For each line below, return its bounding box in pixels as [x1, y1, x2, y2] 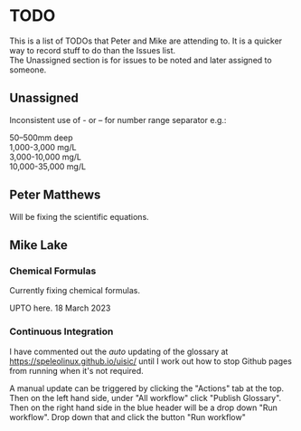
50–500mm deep [9, 132, 74, 143]
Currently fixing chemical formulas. [9, 285, 140, 296]
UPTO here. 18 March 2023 [9, 302, 111, 313]
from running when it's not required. [9, 365, 145, 376]
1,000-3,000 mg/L [9, 141, 77, 152]
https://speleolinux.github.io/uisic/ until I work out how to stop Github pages [9, 355, 292, 367]
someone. [9, 64, 47, 75]
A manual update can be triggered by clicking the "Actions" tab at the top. [9, 382, 285, 394]
